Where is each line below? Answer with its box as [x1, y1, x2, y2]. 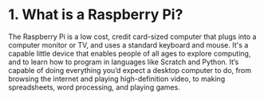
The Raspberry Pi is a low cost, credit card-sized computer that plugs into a [8, 32, 257, 41]
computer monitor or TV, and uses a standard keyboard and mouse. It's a [8, 40, 249, 49]
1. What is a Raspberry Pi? [8, 6, 183, 24]
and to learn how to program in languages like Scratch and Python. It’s [8, 57, 239, 67]
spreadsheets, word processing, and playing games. [8, 82, 181, 92]
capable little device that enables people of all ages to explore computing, [8, 48, 251, 58]
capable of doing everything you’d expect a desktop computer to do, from [8, 65, 251, 75]
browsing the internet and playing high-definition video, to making [8, 74, 226, 83]
